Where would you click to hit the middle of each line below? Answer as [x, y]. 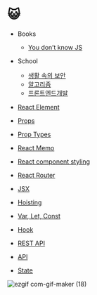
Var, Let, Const [39, 216]
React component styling [53, 162]
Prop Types [34, 134]
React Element [38, 107]
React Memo [36, 147]
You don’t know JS [55, 47]
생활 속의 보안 [47, 75]
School [28, 61]
